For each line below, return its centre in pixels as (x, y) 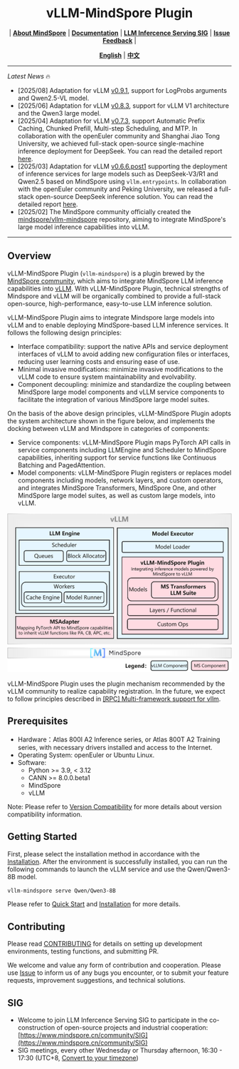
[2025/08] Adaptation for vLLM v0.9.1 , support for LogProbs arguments (122, 90)
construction (36, 1028)
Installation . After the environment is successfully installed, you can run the (117, 861)
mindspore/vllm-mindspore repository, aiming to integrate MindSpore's (122, 219)
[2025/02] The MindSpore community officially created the (104, 211)
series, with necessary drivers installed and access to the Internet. (115, 747)
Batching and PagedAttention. (62, 465)
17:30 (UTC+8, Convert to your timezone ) (78, 1058)
